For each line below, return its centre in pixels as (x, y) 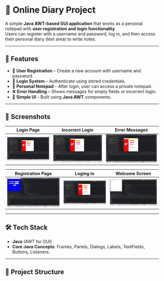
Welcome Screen (133, 173)
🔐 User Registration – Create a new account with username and (76, 71)
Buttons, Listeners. (31, 252)
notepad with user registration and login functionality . (61, 28)
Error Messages (131, 130)
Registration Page (33, 173)
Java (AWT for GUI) (32, 241)
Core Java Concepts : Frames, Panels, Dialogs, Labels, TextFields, (79, 247)
